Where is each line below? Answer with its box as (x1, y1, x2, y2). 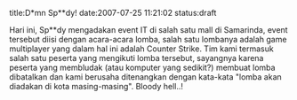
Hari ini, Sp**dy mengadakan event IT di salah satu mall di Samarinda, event (9, 25, 288, 35)
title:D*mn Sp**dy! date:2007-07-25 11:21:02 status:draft (9, 8, 217, 18)
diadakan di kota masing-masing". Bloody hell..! (9, 81, 184, 91)
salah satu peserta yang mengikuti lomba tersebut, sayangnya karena (9, 53, 264, 63)
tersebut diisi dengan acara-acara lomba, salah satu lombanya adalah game (9, 35, 287, 44)
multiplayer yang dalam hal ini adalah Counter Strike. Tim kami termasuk (9, 43, 274, 54)
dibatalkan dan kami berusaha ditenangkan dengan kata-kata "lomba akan (9, 72, 282, 82)
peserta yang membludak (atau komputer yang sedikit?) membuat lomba (9, 62, 276, 73)
